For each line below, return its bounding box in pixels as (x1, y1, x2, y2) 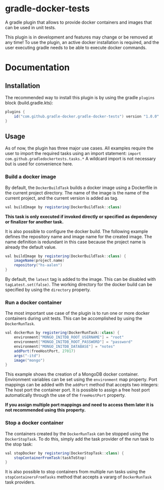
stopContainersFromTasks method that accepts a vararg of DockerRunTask (5, 474, 152, 480)
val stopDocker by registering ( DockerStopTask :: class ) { (5, 451, 124, 455)
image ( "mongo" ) (14, 358, 45, 363)
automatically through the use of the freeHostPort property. (5, 392, 126, 398)
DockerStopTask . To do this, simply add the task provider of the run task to (5, 436, 154, 442)
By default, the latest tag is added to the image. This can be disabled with (5, 276, 156, 282)
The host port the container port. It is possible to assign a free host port (5, 387, 150, 393)
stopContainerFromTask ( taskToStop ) (14, 455, 87, 460)
